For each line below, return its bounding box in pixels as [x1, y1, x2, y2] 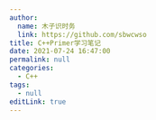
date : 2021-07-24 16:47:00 [9, 47, 111, 56]
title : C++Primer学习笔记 [9, 38, 102, 48]
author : [9, 13, 39, 23]
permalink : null [9, 55, 70, 64]
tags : [9, 80, 30, 89]
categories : [9, 64, 54, 73]
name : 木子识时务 [17, 22, 76, 31]
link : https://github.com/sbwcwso [17, 30, 147, 39]
